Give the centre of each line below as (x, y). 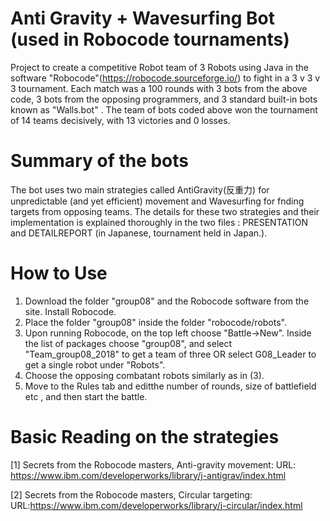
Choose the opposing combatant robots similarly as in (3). (144, 375)
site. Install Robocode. (70, 311)
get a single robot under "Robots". (95, 364)
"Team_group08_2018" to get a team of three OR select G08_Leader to (170, 354)
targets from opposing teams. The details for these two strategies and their (165, 211)
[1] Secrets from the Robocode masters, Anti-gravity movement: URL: (153, 464)
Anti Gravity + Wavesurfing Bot (142, 18)
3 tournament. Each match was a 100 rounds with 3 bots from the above (159, 88)
